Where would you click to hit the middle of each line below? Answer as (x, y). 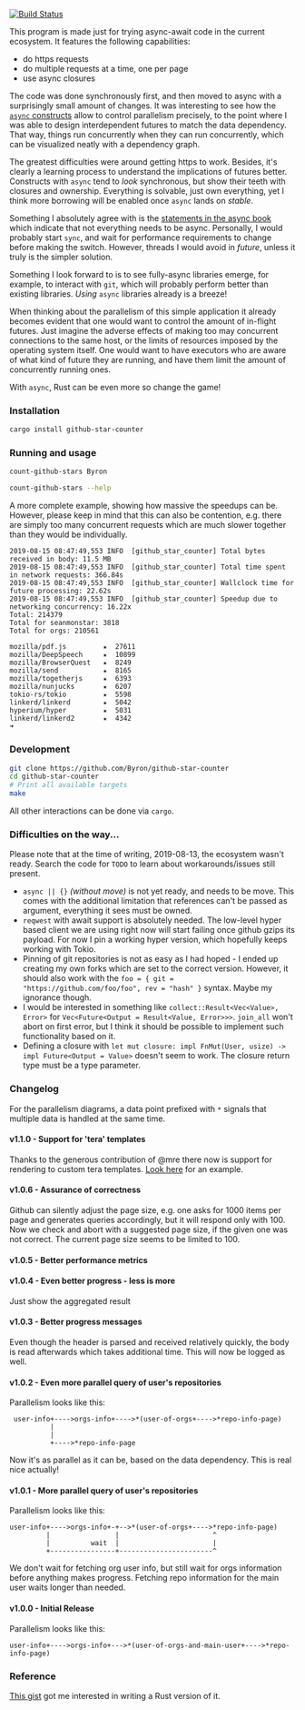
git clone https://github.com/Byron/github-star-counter (119, 768)
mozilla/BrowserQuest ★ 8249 (70, 663)
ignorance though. (57, 997)
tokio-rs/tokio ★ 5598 (70, 695)
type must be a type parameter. (81, 1066)
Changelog (34, 1089)
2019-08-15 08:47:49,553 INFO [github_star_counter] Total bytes (138, 551)
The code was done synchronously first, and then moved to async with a (146, 96)
